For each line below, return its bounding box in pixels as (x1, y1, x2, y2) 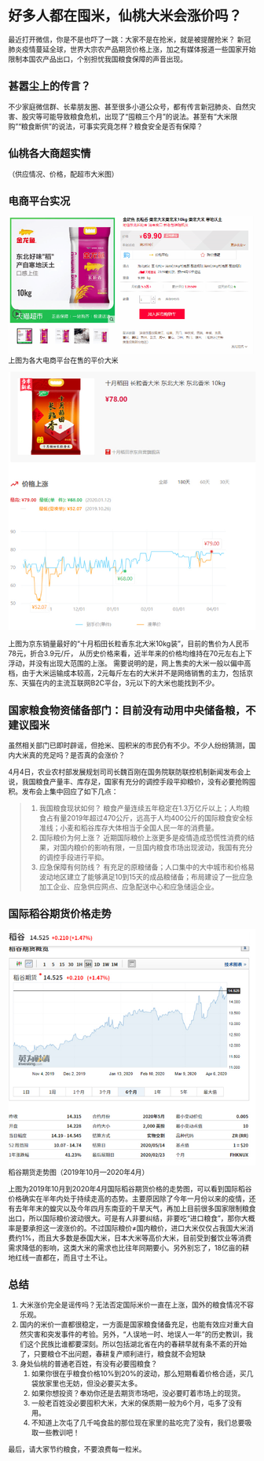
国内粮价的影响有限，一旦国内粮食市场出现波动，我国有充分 (60, 842, 253, 853)
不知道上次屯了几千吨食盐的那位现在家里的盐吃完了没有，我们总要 (31, 1418, 245, 1427)
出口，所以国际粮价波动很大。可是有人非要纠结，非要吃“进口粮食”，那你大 (8, 1213, 249, 1223)
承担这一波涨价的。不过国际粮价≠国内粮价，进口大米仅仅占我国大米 (28, 1223, 247, 1232)
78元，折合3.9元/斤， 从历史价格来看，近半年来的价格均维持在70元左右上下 (8, 649, 253, 659)
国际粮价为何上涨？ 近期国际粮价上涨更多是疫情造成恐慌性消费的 (38, 833, 248, 842)
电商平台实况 (8, 194, 71, 207)
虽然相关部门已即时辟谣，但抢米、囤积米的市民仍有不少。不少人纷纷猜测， (8, 740, 249, 751)
